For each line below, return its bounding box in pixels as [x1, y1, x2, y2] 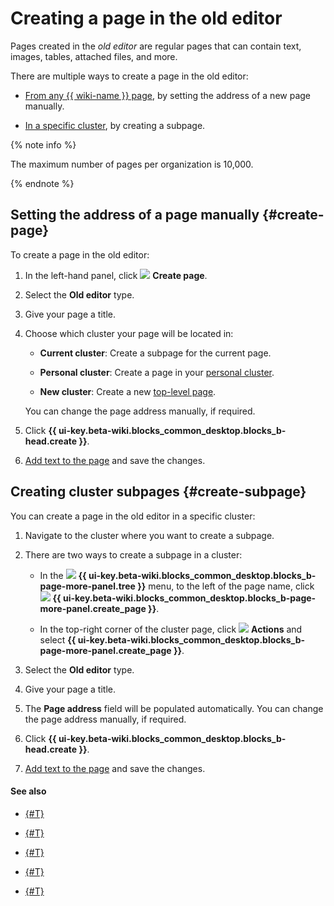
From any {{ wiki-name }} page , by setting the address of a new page [24, 89, 312, 101]
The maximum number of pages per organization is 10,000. [10, 158, 254, 170]
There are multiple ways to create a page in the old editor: [10, 70, 249, 82]
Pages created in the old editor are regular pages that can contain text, [10, 40, 302, 52]
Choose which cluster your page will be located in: [24, 327, 234, 339]
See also [10, 785, 47, 797]
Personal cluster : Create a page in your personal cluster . [39, 366, 275, 378]
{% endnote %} [10, 177, 75, 189]
